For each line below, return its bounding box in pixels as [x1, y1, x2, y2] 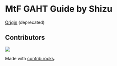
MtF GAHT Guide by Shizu [5, 3, 113, 15]
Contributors [5, 33, 45, 42]
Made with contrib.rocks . [5, 55, 56, 61]
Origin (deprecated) [5, 19, 45, 25]
